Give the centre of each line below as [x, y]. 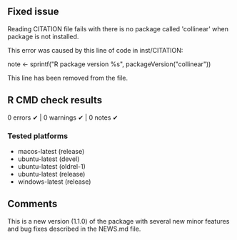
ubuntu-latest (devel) [49, 159]
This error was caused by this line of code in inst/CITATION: [95, 50]
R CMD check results [55, 100]
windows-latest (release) [54, 182]
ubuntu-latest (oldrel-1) [51, 166]
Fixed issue [33, 12]
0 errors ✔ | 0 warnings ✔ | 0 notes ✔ [63, 118]
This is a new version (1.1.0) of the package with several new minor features [118, 221]
